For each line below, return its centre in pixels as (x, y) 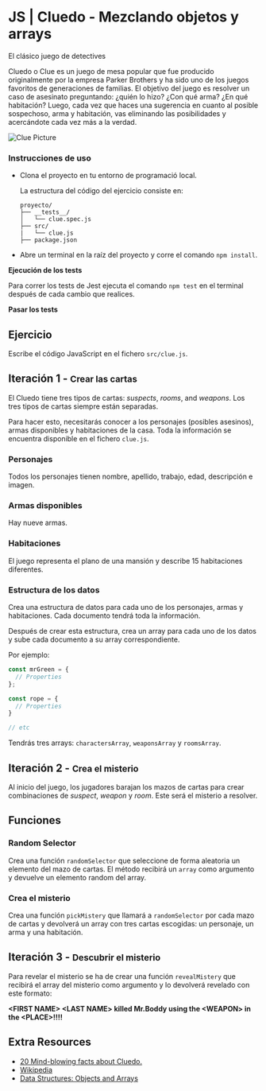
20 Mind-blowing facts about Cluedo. (81, 1061)
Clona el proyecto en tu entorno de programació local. (108, 176)
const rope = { (33, 699)
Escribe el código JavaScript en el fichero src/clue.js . (98, 354)
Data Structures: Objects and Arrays (79, 1078)
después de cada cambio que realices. (71, 294)
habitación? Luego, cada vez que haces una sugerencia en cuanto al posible (133, 105)
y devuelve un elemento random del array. (77, 877)
